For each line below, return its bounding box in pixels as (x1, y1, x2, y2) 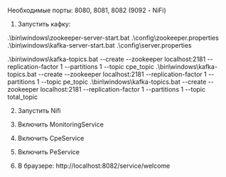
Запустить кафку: (17, 20, 71, 28)
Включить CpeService (17, 134, 85, 142)
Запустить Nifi (17, 107, 61, 114)
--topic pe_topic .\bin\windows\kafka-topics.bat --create (41, 77, 207, 86)
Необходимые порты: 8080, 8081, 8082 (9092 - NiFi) (7, 6, 167, 14)
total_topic (7, 92, 38, 101)
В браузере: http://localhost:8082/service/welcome (17, 161, 171, 170)
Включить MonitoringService (17, 120, 104, 129)
